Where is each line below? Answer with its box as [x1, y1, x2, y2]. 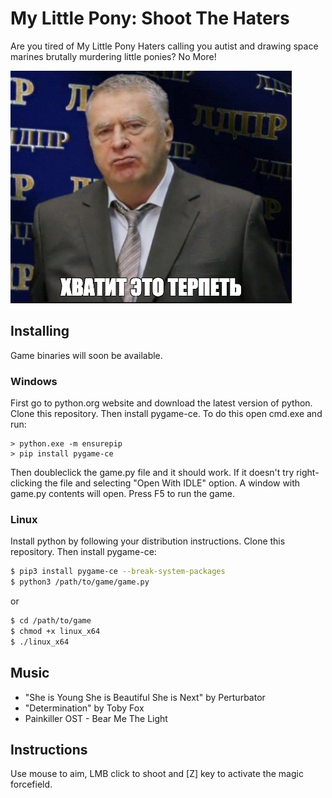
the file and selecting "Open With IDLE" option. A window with [44, 477, 301, 489]
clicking [10, 477, 43, 489]
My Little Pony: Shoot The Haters [10, 7, 290, 30]
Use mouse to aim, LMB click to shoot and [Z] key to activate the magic [10, 768, 304, 780]
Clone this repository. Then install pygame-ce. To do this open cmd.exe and [10, 408, 323, 420]
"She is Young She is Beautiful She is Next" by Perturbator [24, 691, 266, 703]
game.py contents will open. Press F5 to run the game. [10, 488, 236, 500]
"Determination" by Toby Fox [24, 702, 145, 714]
